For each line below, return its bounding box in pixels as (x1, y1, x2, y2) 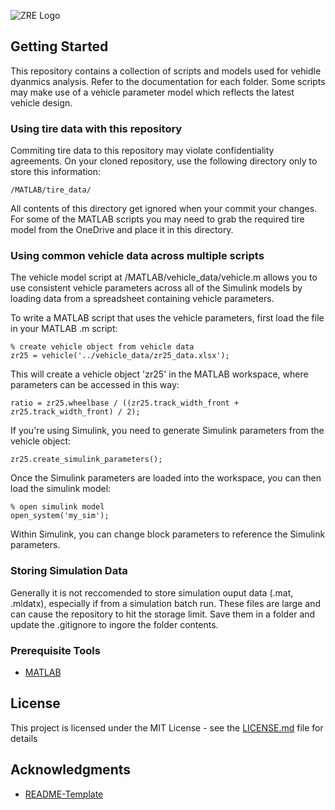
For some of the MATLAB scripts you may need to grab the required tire (10, 213, 305, 225)
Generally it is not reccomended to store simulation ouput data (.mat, (10, 586, 294, 599)
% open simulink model (10, 502, 105, 512)
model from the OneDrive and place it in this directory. (10, 224, 234, 236)
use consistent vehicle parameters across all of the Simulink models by (10, 282, 303, 294)
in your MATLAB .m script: (10, 323, 118, 335)
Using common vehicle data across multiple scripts (10, 249, 265, 263)
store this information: (10, 166, 102, 178)
